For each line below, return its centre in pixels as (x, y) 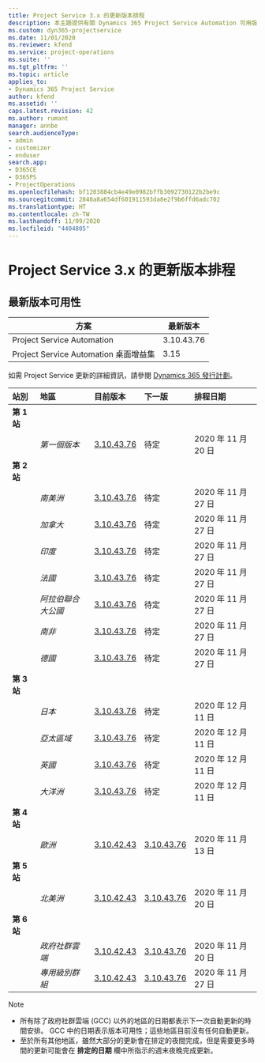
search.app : (28, 163)
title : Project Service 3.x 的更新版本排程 (77, 15)
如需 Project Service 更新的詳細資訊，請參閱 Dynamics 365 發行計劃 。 (122, 375)
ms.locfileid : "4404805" (49, 229)
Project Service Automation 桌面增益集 (84, 354)
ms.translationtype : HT (47, 206)
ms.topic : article (38, 74)
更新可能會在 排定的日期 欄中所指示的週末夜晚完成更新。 (125, 1050)
